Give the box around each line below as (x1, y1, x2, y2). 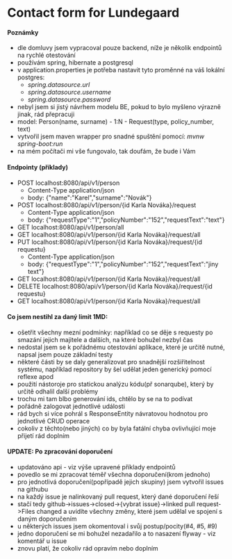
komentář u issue (17, 537, 67, 545)
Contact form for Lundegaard (7, 5, 180, 21)
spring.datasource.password (27, 95, 111, 104)
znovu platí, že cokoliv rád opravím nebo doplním (17, 544, 158, 552)
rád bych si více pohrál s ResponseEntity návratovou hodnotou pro (17, 409, 208, 418)
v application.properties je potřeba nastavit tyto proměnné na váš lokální (17, 66, 225, 74)
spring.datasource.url (27, 81, 90, 89)
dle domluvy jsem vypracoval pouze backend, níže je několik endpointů (17, 44, 222, 52)
